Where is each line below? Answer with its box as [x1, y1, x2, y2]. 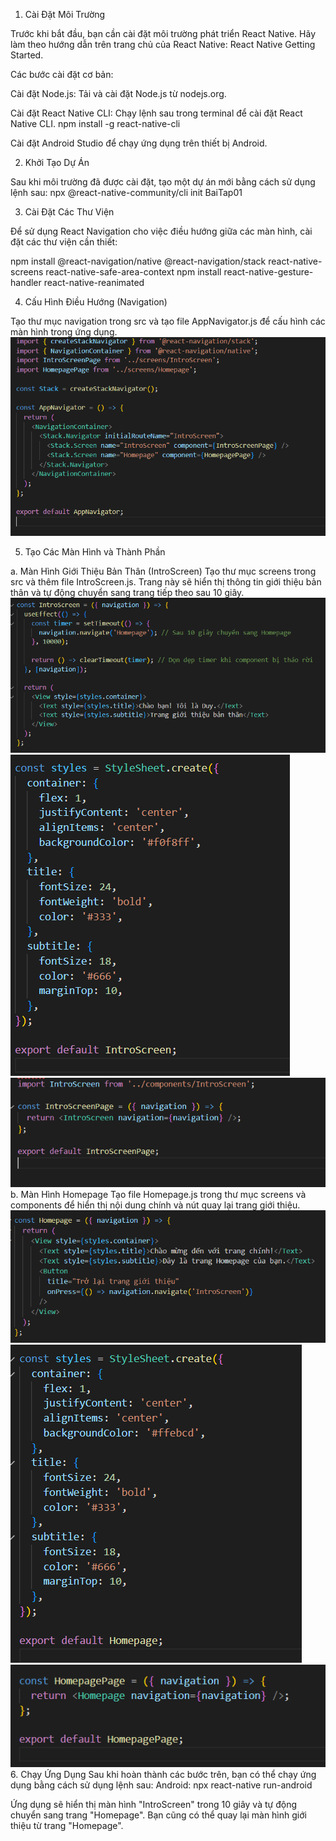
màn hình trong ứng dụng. [10, 326, 118, 338]
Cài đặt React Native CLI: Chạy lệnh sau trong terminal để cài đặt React [10, 107, 303, 119]
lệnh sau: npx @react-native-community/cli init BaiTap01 [10, 187, 243, 198]
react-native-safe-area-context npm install [45, 266, 222, 278]
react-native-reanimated [43, 277, 145, 288]
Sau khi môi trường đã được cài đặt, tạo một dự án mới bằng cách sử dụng [10, 176, 316, 188]
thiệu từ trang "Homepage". [10, 1819, 124, 1831]
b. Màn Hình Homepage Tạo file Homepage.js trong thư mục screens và [10, 1189, 307, 1201]
